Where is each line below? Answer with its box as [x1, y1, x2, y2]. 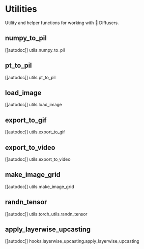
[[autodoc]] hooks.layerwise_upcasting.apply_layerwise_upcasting [5, 238, 140, 244]
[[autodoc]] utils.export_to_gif [5, 129, 65, 135]
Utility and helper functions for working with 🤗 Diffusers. [5, 20, 119, 26]
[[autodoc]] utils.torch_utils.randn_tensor [5, 211, 87, 217]
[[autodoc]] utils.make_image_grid [5, 184, 75, 189]
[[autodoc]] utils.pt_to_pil [5, 74, 56, 80]
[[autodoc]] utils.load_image [5, 102, 62, 108]
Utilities [5, 3, 37, 15]
